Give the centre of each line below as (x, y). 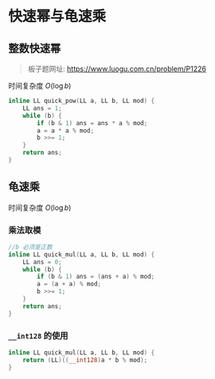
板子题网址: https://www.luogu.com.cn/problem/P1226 (117, 69)
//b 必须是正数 (31, 247)
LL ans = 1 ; (42, 108)
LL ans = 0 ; (42, 262)
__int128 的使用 (38, 335)
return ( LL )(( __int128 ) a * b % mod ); (85, 360)
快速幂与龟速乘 (57, 16)
